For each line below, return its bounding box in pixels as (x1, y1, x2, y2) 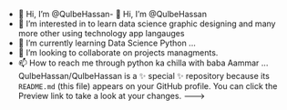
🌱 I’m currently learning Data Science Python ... (17, 37, 196, 48)
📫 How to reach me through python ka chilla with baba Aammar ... (17, 57, 269, 68)
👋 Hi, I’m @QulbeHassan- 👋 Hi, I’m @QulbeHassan (17, 9, 208, 19)
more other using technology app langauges (17, 28, 185, 38)
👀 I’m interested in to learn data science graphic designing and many (17, 18, 276, 29)
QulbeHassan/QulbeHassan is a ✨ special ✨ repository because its (17, 71, 271, 81)
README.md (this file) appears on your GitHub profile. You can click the (17, 81, 278, 91)
